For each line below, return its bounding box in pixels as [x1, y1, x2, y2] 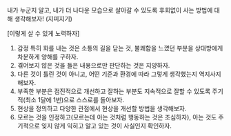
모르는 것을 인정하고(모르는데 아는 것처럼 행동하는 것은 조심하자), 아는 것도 [17, 113, 217, 121]
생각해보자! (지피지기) [14, 14, 72, 23]
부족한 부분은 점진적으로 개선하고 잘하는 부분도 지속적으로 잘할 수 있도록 [17, 87, 211, 95]
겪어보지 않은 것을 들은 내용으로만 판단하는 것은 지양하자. [17, 61, 170, 69]
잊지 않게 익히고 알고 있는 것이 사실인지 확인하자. [41, 122, 172, 130]
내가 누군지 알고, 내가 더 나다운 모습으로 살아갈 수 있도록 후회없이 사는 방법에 [7, 6, 213, 14]
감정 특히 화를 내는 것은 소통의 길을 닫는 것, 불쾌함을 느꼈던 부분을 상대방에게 [17, 44, 223, 52]
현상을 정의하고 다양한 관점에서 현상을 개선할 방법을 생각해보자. [17, 104, 188, 113]
